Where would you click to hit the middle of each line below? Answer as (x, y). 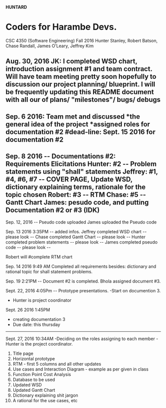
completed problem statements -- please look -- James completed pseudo (82, 242)
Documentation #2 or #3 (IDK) (53, 210)
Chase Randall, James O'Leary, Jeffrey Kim (50, 46)
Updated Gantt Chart (34, 390)
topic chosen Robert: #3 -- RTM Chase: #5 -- (76, 195)
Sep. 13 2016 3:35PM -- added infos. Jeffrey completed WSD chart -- (76, 231)
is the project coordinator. (47, 344)
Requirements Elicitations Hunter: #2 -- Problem (81, 164)
